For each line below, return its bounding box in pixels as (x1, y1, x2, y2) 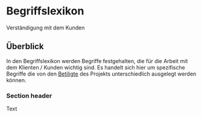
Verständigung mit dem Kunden (6, 24, 85, 31)
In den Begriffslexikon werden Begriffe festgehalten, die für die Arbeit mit (6, 57, 188, 64)
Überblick (6, 41, 44, 52)
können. (6, 76, 27, 83)
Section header (6, 91, 52, 100)
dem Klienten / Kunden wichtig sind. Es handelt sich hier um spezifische (6, 64, 185, 71)
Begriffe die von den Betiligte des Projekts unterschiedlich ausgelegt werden (6, 70, 197, 77)
